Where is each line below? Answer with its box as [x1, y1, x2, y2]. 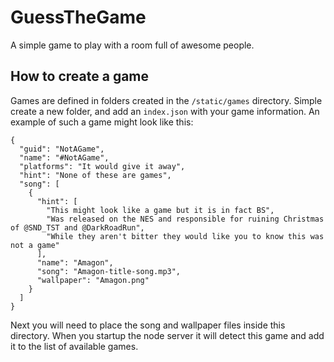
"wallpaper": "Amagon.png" [36, 275, 150, 285]
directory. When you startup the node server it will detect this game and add [10, 329, 325, 341]
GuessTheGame [10, 6, 147, 29]
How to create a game [10, 68, 150, 85]
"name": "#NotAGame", [19, 152, 110, 163]
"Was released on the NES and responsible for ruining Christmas [46, 214, 325, 224]
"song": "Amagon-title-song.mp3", [36, 266, 182, 276]
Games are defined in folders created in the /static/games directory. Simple [10, 94, 323, 106]
